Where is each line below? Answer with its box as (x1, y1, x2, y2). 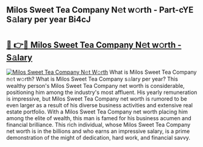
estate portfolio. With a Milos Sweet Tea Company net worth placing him (6, 108, 188, 115)
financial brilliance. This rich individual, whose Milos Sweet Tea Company (6, 121, 191, 128)
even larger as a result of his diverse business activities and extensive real (6, 102, 193, 109)
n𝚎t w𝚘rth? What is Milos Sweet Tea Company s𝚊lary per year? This (6, 76, 179, 82)
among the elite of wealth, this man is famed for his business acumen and (6, 115, 192, 121)
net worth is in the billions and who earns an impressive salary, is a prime (6, 127, 190, 135)
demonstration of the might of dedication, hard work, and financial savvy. (6, 134, 191, 141)
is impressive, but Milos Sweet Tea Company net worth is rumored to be (6, 95, 187, 102)
